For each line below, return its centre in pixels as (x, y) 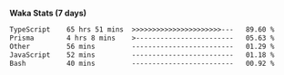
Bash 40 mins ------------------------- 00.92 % (142, 63)
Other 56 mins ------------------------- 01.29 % (142, 46)
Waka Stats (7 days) (48, 13)
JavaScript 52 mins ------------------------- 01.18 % (142, 55)
